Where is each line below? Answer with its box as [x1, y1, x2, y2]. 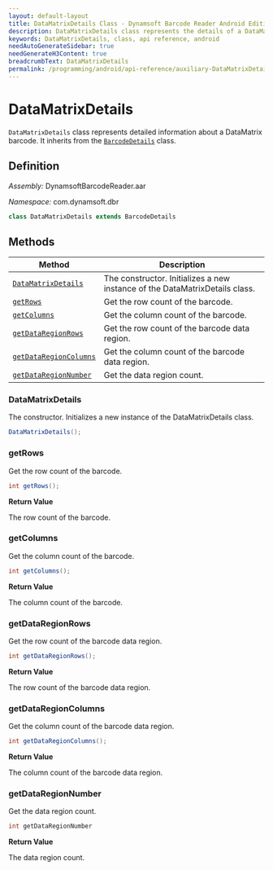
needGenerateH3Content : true [8, 50, 107, 58]
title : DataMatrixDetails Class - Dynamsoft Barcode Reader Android [8, 20, 245, 28]
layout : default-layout [8, 11, 89, 20]
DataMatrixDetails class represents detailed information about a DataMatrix [8, 127, 262, 137]
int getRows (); [8, 481, 60, 490]
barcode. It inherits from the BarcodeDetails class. [8, 135, 176, 145]
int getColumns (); [8, 567, 71, 575]
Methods [8, 235, 55, 248]
